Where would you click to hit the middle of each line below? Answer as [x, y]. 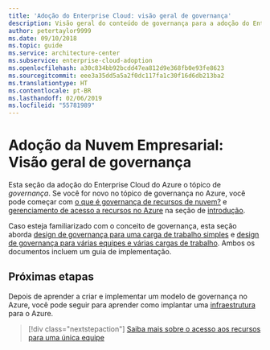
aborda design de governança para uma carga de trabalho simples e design [134, 235]
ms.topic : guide [35, 46]
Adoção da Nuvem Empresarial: [116, 145]
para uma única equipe [66, 337]
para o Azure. [31, 313]
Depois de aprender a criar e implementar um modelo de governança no [128, 296]
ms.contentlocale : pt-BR [50, 91]
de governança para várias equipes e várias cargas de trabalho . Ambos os [132, 243]
